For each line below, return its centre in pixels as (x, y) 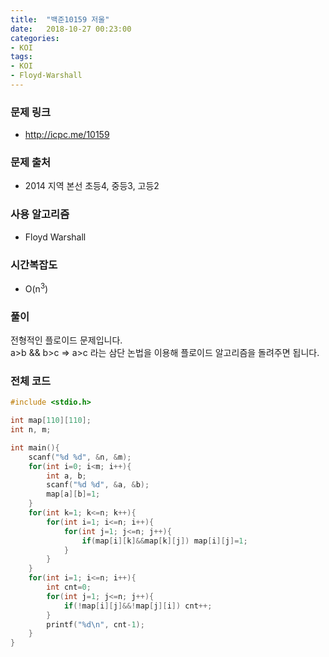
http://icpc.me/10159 (67, 135)
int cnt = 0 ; (69, 587)
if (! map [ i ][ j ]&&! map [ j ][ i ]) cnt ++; (138, 606)
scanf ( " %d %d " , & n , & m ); (80, 457)
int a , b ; (66, 476)
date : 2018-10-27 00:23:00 (71, 29)
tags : (21, 57)
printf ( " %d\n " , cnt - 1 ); (95, 624)
